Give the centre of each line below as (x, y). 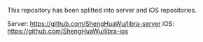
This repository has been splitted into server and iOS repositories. (102, 10)
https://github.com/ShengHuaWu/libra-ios (68, 31)
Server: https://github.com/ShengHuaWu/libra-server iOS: (91, 23)
